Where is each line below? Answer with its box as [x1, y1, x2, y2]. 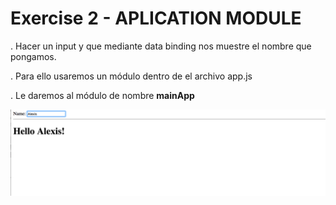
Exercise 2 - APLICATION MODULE [10, 7, 302, 30]
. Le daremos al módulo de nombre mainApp [10, 89, 195, 101]
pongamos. [10, 50, 57, 62]
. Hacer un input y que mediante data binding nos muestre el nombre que [10, 40, 312, 52]
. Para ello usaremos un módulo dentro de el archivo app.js [10, 70, 253, 82]
